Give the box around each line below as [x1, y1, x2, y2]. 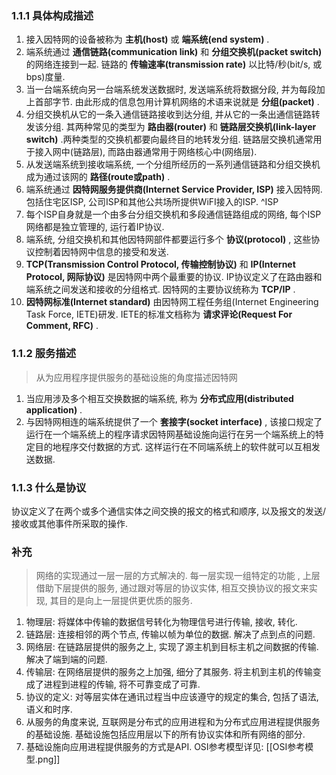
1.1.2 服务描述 [11, 347, 77, 361]
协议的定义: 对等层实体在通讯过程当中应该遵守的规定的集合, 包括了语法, [25, 691, 319, 703]
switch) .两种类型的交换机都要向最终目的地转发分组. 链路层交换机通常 [25, 133, 314, 146]
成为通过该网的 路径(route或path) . [25, 171, 171, 183]
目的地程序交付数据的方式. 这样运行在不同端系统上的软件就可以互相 [34, 440, 312, 452]
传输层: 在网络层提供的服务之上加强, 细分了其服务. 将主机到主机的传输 [25, 666, 313, 678]
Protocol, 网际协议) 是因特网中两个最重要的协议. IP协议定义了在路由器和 [25, 271, 323, 283]
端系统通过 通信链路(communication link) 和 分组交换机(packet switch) [25, 46, 323, 58]
